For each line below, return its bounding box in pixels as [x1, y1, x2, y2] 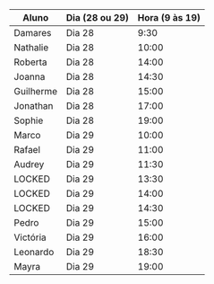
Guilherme [13, 85, 58, 97]
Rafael [13, 144, 41, 155]
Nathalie [13, 41, 49, 53]
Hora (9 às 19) [137, 12, 201, 23]
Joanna [13, 71, 46, 83]
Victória [13, 231, 47, 244]
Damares [13, 27, 52, 39]
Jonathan [13, 100, 54, 111]
